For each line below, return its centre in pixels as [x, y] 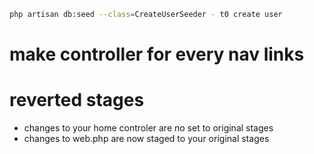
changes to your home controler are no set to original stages [148, 128]
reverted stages [77, 100]
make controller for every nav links [157, 54]
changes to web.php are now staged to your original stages [146, 138]
